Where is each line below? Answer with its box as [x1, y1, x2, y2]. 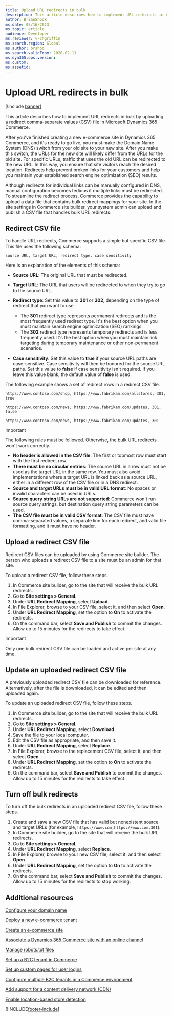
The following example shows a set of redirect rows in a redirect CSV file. [5, 381, 160, 387]
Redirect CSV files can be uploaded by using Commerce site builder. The [5, 551, 159, 558]
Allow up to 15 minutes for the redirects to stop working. [12, 878, 131, 885]
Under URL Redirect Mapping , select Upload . [12, 598, 109, 604]
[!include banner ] [5, 103, 42, 110]
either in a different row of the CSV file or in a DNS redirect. [12, 479, 138, 485]
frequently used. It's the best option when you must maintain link [20, 334, 158, 340]
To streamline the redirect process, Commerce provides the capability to [5, 193, 158, 200]
